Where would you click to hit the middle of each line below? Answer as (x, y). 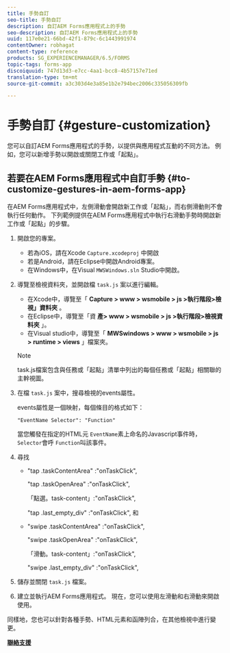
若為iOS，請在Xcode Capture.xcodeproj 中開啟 (93, 253)
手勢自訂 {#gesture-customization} (109, 126)
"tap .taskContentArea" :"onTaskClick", (82, 471)
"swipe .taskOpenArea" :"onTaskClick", (82, 540)
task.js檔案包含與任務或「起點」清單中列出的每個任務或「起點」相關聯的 (119, 370)
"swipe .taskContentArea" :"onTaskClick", (86, 526)
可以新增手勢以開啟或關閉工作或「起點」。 (84, 154)
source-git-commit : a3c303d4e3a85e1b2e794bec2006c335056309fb (98, 84)
